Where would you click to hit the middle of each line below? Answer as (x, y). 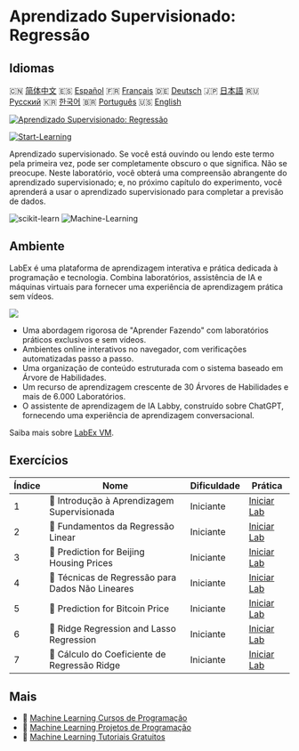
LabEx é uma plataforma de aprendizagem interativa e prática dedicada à (144, 268)
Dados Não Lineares (91, 588)
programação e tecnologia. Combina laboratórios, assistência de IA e (136, 277)
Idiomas (32, 68)
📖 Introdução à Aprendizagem (111, 500)
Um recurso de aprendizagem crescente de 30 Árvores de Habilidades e (155, 387)
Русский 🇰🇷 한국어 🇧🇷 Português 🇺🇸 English (96, 101)
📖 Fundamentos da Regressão (112, 526)
